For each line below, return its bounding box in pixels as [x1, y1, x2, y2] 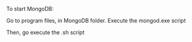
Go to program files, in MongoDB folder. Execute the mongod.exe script [6, 17, 186, 24]
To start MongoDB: [6, 5, 54, 12]
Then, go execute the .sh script [6, 29, 85, 36]
